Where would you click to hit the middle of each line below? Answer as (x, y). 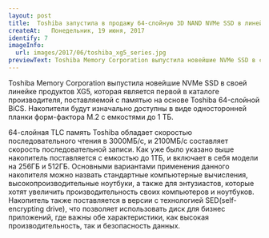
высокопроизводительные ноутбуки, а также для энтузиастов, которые (131, 183)
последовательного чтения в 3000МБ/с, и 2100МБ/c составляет (118, 141)
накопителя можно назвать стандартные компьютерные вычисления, (128, 175)
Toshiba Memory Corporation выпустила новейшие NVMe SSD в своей (128, 83)
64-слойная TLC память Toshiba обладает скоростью (100, 132)
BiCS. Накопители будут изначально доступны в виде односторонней (127, 108)
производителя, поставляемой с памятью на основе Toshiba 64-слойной (134, 100)
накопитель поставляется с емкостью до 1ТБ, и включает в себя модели (133, 157)
